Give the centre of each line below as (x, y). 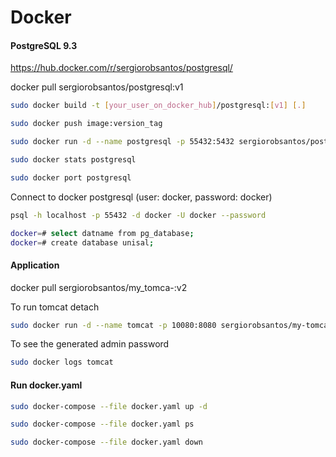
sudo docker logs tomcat (62, 362)
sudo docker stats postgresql (73, 160)
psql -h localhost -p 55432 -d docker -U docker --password (138, 215)
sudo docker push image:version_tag (86, 124)
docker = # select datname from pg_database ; (102, 233)
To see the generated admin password (90, 344)
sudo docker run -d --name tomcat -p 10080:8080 (113, 325)
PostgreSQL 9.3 (44, 45)
